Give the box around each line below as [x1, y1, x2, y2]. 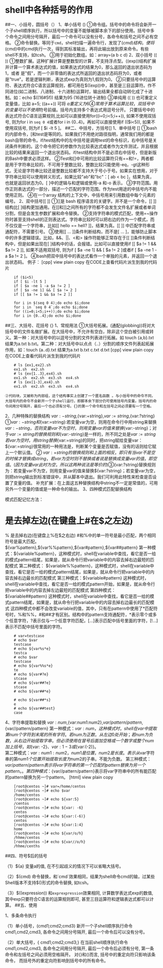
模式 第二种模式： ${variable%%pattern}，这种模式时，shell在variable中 [9, 562, 154, 568]
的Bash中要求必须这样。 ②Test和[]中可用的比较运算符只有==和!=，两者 [5, 155, 150, 161]
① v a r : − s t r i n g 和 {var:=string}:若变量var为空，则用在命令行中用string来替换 [5, 419, 157, 425]
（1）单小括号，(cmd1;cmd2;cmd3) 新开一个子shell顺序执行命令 [5, 923, 133, 929]
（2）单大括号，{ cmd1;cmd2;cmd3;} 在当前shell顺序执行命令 [5, 939, 129, 945]
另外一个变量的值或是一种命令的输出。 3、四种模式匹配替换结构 [5, 486, 132, 492]
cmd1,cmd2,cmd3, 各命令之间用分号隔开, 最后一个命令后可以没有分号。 [5, 929, 148, 935]
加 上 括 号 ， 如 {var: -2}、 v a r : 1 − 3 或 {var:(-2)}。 [5, 744, 99, 750]
